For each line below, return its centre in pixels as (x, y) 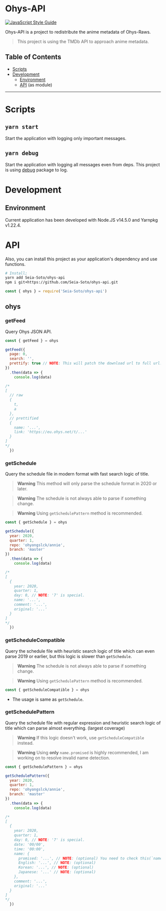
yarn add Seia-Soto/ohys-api (35, 278)
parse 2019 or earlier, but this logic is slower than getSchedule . (69, 656)
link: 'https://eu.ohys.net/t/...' (51, 432)
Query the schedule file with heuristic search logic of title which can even (80, 651)
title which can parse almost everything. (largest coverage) (65, 728)
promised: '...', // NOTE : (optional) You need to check (78, 858)
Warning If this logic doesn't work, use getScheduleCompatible (81, 737)
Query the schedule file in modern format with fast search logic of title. (77, 474)
